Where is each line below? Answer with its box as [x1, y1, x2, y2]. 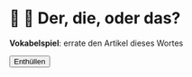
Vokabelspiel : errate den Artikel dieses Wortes [9, 38, 184, 48]
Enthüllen [14, 56, 46, 66]
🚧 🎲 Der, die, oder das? [9, 8, 181, 29]
